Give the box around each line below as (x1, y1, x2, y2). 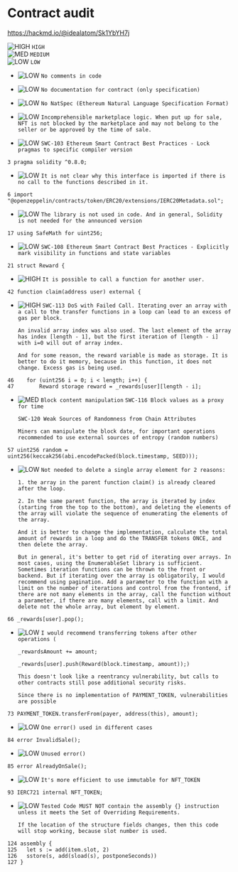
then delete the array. (17, 541, 89, 548)
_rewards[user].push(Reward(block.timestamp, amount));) (17, 660, 190, 667)
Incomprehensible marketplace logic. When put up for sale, (40, 114, 222, 121)
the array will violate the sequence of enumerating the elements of (17, 510, 229, 517)
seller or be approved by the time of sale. (17, 126, 152, 133)
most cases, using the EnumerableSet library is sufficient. (17, 559, 203, 566)
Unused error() (40, 750, 86, 758)
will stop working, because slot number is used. (17, 827, 168, 834)
